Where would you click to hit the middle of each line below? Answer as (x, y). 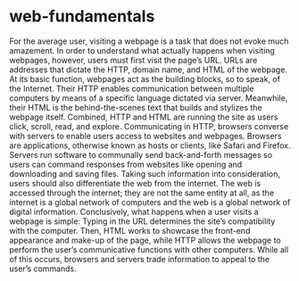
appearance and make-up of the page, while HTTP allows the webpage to (145, 240)
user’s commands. (43, 269)
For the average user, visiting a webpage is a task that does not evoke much (149, 41)
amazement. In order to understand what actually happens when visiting (142, 50)
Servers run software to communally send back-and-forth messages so (141, 154)
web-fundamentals (82, 17)
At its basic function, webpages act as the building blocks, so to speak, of (145, 79)
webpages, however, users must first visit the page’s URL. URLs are (133, 60)
